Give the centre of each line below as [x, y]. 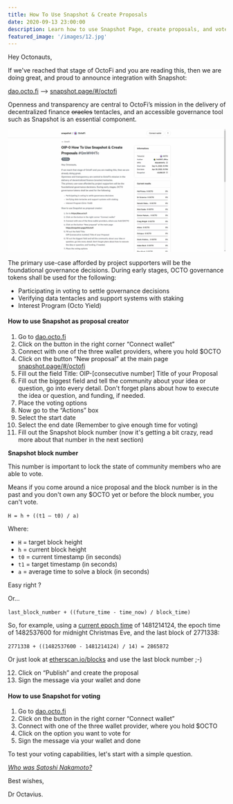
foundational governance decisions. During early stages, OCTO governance [116, 270]
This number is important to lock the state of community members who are [114, 466]
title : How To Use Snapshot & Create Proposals [78, 15]
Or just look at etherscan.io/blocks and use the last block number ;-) [105, 659]
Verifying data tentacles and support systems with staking [101, 298]
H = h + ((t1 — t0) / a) [44, 515]
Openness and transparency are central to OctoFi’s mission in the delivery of [117, 104]
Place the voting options [52, 403]
